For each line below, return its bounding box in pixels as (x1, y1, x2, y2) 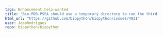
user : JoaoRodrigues (5, 20, 47, 25)
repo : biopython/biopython (5, 25, 60, 30)
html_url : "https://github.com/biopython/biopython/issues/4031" (5, 16, 140, 21)
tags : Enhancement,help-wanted (5, 7, 68, 12)
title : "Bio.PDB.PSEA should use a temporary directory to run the (5, 12, 145, 16)
